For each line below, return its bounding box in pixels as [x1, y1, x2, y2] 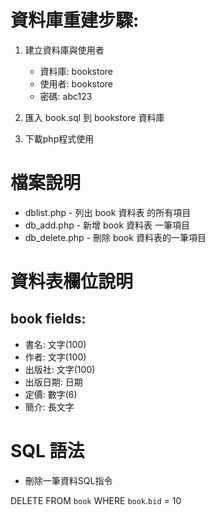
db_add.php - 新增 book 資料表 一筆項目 [24, 219, 190, 231]
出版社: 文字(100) [24, 363, 96, 375]
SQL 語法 [10, 440, 85, 463]
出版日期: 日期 [24, 376, 83, 388]
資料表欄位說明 [10, 271, 134, 293]
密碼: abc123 [39, 90, 93, 102]
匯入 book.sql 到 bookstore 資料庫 [24, 111, 165, 123]
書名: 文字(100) [24, 338, 87, 350]
